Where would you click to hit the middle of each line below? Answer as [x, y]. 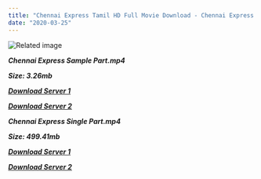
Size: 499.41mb [34, 136]
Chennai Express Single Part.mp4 [65, 121]
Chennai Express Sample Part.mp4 [67, 60]
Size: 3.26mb [30, 75]
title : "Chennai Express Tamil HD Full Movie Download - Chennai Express [131, 15]
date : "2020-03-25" [40, 23]
